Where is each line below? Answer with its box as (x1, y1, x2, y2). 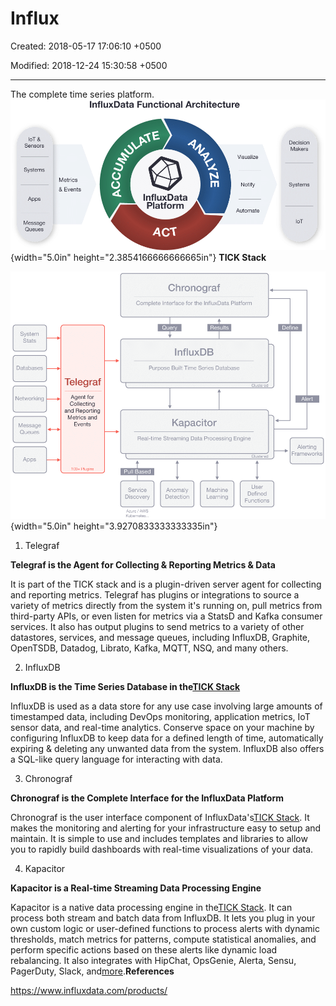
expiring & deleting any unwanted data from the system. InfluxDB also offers (10, 742, 325, 754)
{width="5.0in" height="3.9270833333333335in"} (10, 520, 218, 532)
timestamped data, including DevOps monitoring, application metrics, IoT (10, 710, 311, 722)
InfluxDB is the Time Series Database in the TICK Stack (10, 680, 241, 692)
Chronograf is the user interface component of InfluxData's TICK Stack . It (10, 811, 310, 823)
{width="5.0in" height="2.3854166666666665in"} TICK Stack (10, 251, 267, 263)
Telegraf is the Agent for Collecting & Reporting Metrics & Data (10, 558, 276, 571)
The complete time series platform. (10, 88, 155, 100)
